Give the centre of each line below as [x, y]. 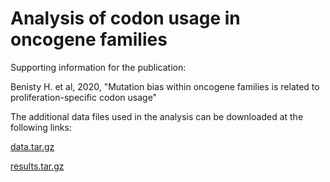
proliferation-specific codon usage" [84, 97]
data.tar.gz [32, 146]
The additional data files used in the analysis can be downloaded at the [157, 116]
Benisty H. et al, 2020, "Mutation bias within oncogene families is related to [165, 86]
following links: [41, 127]
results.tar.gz [37, 166]
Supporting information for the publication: [98, 67]
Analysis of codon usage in [125, 18]
